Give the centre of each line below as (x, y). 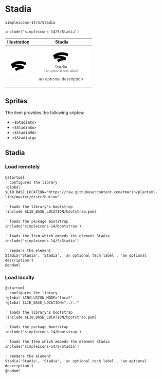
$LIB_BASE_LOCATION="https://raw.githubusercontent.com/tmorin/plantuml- (81, 192)
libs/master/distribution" (32, 197)
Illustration (18, 42)
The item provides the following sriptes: (45, 113)
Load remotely (23, 167)
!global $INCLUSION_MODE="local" (39, 298)
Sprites (16, 101)
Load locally (20, 277)
